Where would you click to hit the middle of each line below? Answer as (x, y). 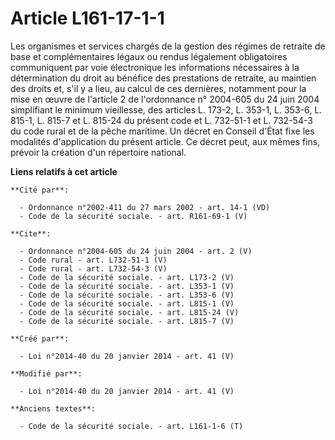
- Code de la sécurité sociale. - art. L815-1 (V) (127, 303)
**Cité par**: (40, 190)
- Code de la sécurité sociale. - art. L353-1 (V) (127, 286)
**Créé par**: (40, 338)
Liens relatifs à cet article (64, 171)
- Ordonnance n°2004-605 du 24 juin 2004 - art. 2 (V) (136, 251)
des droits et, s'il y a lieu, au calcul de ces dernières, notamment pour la (158, 88)
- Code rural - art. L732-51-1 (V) (93, 260)
